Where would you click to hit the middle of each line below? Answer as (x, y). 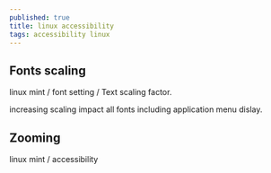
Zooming (35, 138)
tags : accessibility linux (60, 34)
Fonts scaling (48, 70)
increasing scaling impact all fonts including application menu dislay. (136, 109)
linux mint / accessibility (54, 159)
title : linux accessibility (62, 26)
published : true (39, 17)
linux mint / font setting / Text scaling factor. (91, 92)
